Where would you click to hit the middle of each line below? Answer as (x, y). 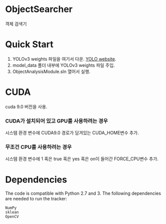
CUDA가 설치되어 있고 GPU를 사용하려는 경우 (57, 121)
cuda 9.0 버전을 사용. (26, 106)
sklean (12, 212)
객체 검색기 (16, 24)
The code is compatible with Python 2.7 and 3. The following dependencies (83, 193)
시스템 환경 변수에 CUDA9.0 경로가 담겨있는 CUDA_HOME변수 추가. (72, 133)
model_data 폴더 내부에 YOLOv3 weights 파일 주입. (64, 65)
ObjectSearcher (39, 9)
